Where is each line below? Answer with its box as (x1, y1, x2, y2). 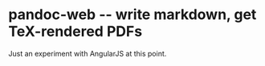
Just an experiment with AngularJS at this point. (8, 49, 167, 58)
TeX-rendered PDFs (8, 22, 143, 41)
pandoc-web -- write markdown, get (8, 6, 257, 24)
